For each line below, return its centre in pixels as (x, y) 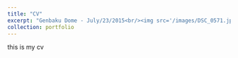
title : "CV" (25, 14)
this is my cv (25, 47)
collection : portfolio (41, 27)
